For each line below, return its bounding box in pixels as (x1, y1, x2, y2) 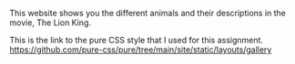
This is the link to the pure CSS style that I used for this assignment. (9, 35, 264, 45)
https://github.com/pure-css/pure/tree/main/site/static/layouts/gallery (9, 44, 272, 55)
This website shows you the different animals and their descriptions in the (9, 8, 287, 18)
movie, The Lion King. (9, 17, 92, 28)
